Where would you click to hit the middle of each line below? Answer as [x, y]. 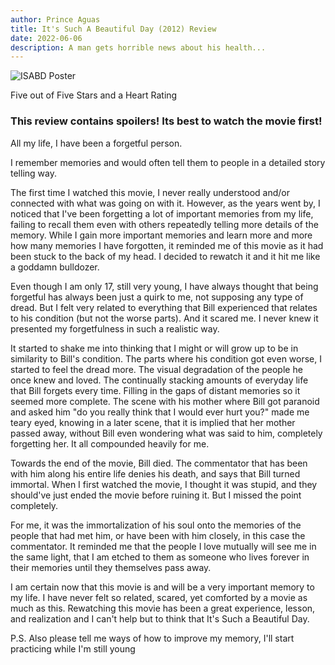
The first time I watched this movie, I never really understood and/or [150, 192]
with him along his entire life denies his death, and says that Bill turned [155, 473]
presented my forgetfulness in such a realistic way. [115, 328]
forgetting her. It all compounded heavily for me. [110, 443]
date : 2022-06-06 [46, 38]
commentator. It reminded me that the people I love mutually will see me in [163, 546]
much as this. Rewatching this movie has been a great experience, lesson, [163, 608]
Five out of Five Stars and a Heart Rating [94, 95]
